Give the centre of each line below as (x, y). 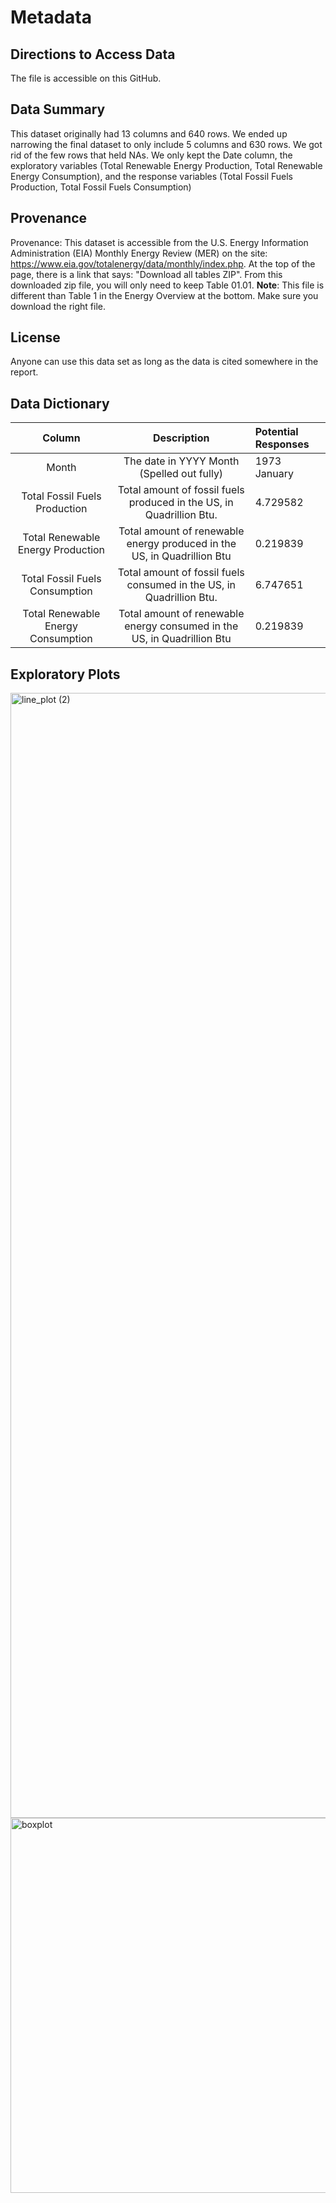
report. (24, 372)
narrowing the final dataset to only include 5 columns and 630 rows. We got (166, 144)
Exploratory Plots (65, 674)
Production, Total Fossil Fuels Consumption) (101, 187)
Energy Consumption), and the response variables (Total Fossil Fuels (151, 176)
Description (181, 438)
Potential (276, 432)
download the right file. (58, 306)
